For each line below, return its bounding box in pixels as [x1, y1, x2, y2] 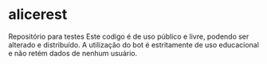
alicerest [8, 6, 68, 24]
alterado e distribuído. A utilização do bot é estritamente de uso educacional [8, 40, 259, 49]
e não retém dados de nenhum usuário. [8, 48, 138, 58]
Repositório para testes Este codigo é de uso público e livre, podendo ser [8, 32, 249, 41]
